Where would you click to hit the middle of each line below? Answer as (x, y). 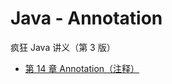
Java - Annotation (86, 18)
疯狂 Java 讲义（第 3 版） (63, 47)
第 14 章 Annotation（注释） (82, 68)
